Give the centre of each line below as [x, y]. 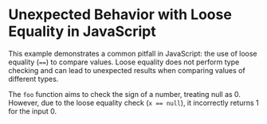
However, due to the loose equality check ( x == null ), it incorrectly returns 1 [133, 103]
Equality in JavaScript [82, 31]
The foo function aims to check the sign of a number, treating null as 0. [125, 94]
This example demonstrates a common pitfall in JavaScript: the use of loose [133, 53]
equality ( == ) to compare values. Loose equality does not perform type [124, 62]
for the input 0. [33, 111]
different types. [33, 79]
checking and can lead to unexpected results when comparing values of [127, 70]
